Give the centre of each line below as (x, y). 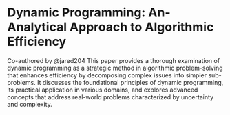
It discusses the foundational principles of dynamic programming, (130, 82)
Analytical (37, 27)
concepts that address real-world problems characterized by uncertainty (111, 97)
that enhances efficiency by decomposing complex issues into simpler (107, 75)
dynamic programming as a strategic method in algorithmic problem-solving (115, 68)
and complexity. (30, 104)
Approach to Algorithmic (142, 27)
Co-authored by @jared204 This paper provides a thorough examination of (114, 60)
